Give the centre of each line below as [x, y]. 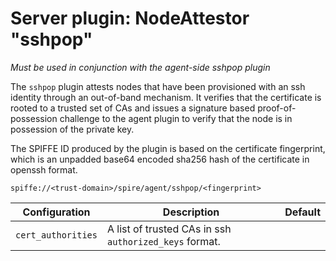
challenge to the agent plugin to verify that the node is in [176, 118]
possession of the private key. [72, 129]
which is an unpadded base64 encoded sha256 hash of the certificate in [160, 159]
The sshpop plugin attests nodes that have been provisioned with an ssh [158, 86]
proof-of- [277, 108]
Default [302, 212]
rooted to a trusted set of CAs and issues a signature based [133, 108]
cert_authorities [56, 235]
